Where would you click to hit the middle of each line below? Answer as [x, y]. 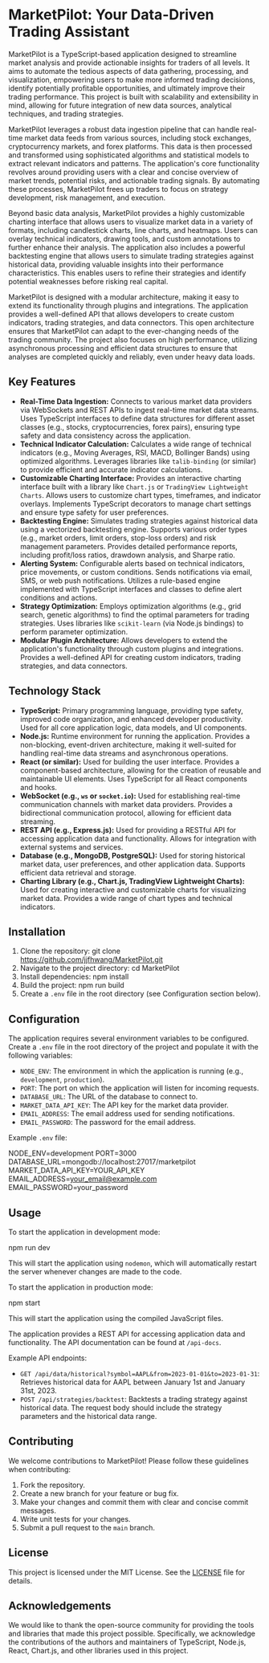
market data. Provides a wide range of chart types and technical [126, 898]
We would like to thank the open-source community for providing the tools [131, 1625]
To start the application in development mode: [84, 1232]
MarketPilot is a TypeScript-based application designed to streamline [122, 54]
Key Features [42, 382]
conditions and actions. [59, 597]
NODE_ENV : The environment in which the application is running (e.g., [131, 1071]
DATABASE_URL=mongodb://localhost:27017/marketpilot [102, 1162]
